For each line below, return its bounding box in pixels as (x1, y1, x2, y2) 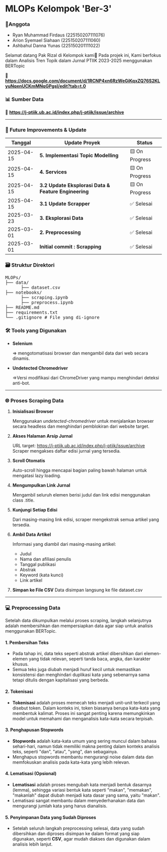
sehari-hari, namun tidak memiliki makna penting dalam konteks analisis (12, 743, 160, 749)
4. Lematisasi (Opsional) (5, 771, 57, 777)
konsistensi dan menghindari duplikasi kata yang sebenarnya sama (12, 672, 150, 678)
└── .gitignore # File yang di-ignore (5, 315, 100, 321)
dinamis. (12, 355, 30, 361)
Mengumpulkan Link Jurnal (12, 482, 71, 488)
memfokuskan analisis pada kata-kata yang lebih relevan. (12, 759, 130, 765)
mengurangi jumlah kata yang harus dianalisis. (12, 803, 108, 809)
